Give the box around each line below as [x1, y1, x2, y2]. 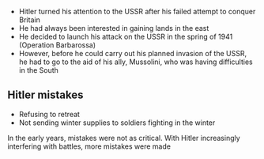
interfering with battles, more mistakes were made [7, 142, 172, 151]
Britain [18, 15, 40, 25]
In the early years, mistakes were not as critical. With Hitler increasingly [7, 133, 240, 142]
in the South [18, 66, 58, 74]
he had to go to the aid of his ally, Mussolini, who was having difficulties [18, 57, 254, 66]
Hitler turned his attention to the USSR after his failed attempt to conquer [18, 7, 256, 16]
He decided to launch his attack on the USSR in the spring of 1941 [18, 32, 233, 41]
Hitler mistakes [7, 89, 84, 102]
